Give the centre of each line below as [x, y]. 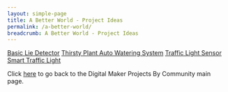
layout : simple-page [37, 14]
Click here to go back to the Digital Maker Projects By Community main [109, 74]
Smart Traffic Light [34, 61]
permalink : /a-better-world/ [50, 26]
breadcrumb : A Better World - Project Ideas [73, 33]
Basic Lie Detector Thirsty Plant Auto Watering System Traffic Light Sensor [114, 53]
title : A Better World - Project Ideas [65, 20]
